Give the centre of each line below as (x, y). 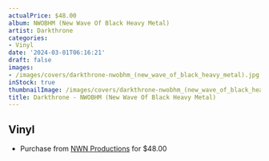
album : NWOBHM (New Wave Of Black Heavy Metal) (89, 23)
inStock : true (32, 82)
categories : (28, 38)
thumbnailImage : (35, 90)
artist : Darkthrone (41, 30)
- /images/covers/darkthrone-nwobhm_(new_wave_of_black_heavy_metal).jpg (134, 75)
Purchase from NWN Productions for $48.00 (93, 149)
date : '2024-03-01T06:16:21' (57, 53)
